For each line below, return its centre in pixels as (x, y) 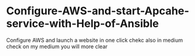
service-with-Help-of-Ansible (82, 24)
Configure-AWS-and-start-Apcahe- (98, 11)
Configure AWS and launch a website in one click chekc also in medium (94, 40)
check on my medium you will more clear (57, 46)
